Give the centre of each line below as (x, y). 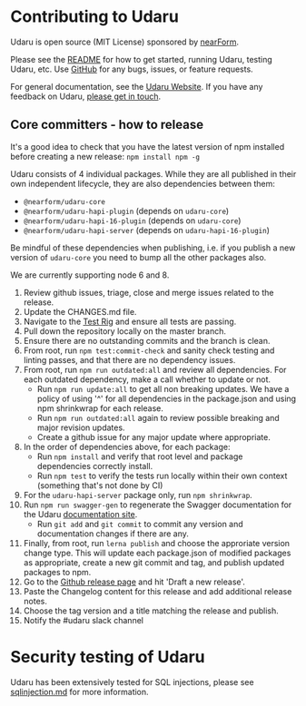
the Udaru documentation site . (80, 514)
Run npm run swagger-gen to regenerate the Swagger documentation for (158, 505)
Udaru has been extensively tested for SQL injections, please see (132, 681)
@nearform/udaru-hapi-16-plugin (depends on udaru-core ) (132, 221)
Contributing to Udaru (95, 17)
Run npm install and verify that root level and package (140, 456)
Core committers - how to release (107, 125)
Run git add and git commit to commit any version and (140, 524)
